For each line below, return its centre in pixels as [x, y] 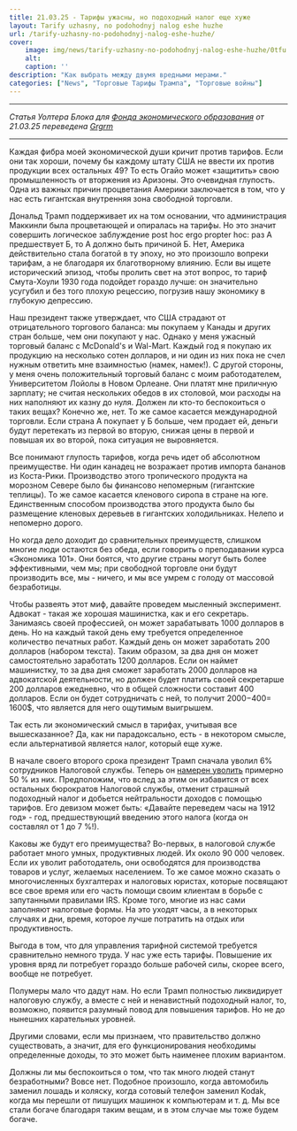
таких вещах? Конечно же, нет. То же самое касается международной [143, 412]
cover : [21, 42]
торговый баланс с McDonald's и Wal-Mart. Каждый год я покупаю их [141, 345]
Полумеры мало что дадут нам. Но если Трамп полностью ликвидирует [146, 990]
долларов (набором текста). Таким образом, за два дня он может [134, 650]
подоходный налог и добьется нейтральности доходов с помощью [136, 798]
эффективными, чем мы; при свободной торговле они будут [123, 568]
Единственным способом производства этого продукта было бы [132, 504]
